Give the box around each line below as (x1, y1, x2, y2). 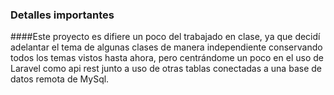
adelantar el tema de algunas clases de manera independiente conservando (10, 41, 323, 53)
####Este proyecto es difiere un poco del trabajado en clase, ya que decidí (10, 31, 321, 43)
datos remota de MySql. (10, 73, 110, 85)
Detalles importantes (10, 8, 115, 22)
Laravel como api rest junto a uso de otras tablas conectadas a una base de (10, 63, 322, 75)
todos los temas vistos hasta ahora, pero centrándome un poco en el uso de (10, 52, 324, 64)
